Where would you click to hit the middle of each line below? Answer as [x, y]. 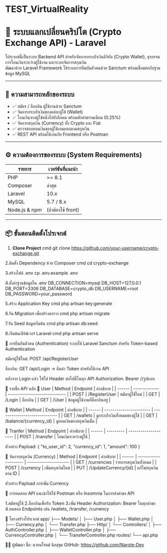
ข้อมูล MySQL [18, 74]
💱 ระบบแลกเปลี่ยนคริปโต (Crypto [63, 32]
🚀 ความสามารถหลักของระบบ [40, 94]
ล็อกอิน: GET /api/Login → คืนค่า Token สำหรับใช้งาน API [57, 369]
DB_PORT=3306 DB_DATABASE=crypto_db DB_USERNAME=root [72, 288]
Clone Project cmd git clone [41, 248]
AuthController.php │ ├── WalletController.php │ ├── [60, 530]
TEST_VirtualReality [47, 9]
